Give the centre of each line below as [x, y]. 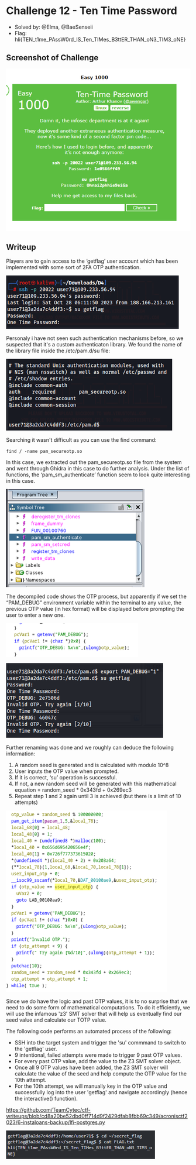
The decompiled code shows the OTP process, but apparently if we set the [97, 597]
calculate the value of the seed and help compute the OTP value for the [101, 1074]
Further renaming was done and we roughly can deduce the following [90, 748]
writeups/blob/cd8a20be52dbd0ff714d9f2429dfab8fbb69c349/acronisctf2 [97, 1116]
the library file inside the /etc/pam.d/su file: [58, 351]
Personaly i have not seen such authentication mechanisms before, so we [95, 338]
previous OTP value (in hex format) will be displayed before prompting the [95, 609]
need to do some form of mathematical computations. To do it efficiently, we [98, 1008]
